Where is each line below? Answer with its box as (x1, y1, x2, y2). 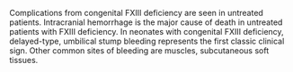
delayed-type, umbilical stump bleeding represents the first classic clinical (9, 36, 285, 46)
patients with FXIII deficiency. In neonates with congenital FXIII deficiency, (9, 27, 285, 36)
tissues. (9, 55, 39, 65)
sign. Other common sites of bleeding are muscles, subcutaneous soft (9, 45, 270, 56)
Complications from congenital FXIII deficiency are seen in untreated (9, 8, 263, 18)
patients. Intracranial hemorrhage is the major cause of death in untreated (9, 17, 283, 28)
